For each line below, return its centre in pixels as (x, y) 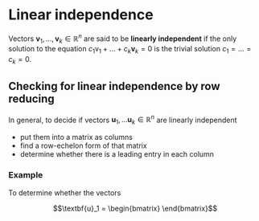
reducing (31, 99)
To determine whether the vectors (65, 192)
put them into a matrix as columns (76, 137)
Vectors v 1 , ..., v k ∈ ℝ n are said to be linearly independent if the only (123, 39)
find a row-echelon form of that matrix (83, 145)
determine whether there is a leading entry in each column (117, 154)
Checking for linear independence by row (114, 86)
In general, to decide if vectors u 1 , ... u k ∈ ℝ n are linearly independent (123, 120)
